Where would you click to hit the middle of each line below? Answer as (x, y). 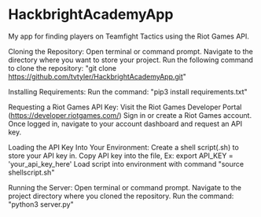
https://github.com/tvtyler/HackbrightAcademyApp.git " (97, 76)
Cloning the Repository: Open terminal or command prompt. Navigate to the (130, 51)
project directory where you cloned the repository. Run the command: (121, 196)
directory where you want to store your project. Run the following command (131, 60)
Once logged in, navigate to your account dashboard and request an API (125, 123)
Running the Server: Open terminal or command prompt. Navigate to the (125, 187)
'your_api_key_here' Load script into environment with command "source (126, 164)
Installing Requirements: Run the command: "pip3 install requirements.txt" (128, 91)
